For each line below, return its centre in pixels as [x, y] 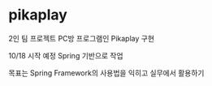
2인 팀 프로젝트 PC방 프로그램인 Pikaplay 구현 [82, 38]
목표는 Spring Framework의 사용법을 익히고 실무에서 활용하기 [106, 73]
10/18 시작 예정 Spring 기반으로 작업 [66, 55]
